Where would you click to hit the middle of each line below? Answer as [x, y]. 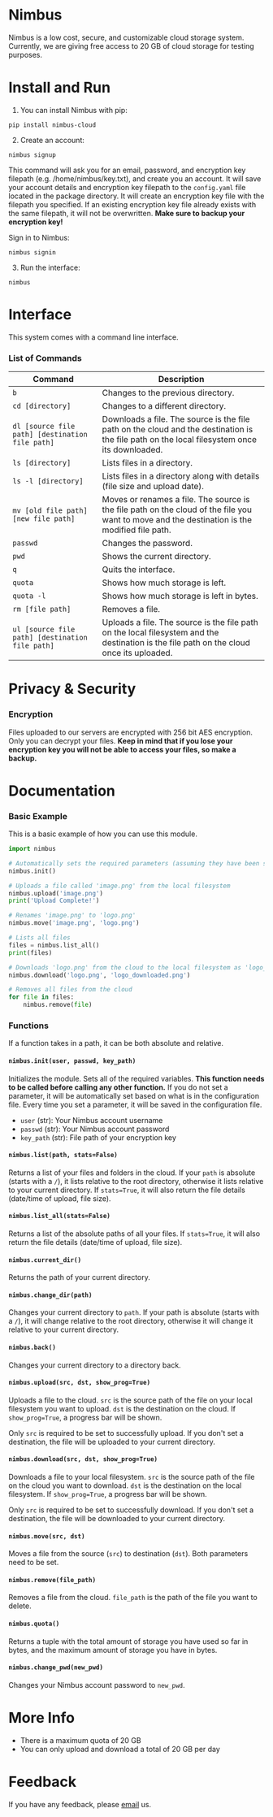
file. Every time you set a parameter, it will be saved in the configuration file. [135, 1104]
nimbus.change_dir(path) [50, 1295]
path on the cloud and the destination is [178, 430]
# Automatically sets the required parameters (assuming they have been [134, 863]
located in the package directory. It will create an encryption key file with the [136, 196]
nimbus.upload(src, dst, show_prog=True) [80, 1383]
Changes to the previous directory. [168, 393]
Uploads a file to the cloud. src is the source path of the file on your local [131, 1400]
